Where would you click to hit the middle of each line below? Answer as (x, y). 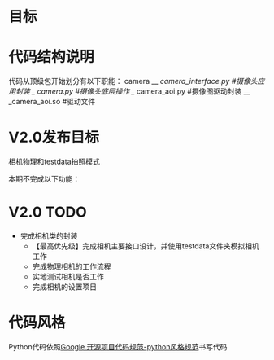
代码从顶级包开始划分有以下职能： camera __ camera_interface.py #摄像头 (133, 81)
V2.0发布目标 (54, 137)
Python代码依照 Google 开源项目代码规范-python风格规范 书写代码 (118, 346)
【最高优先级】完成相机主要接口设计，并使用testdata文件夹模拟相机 (146, 246)
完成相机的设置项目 (65, 287)
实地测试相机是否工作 (68, 277)
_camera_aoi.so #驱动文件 (52, 102)
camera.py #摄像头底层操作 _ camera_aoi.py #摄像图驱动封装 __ (144, 91)
